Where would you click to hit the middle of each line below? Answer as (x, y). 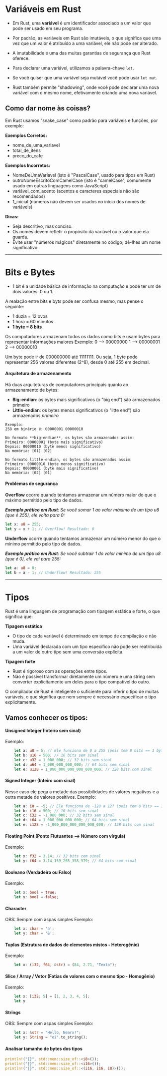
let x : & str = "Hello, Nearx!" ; (47, 1033)
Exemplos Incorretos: (28, 165)
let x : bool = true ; (35, 893)
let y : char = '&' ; (34, 933)
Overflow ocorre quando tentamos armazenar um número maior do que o (81, 495)
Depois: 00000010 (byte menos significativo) (53, 446)
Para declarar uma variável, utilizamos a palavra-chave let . (73, 68)
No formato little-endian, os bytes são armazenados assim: (69, 460)
